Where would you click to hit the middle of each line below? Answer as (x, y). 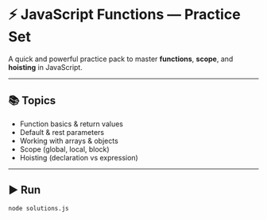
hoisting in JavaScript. (46, 67)
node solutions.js (39, 208)
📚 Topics (32, 100)
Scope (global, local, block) (64, 149)
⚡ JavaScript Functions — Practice (124, 15)
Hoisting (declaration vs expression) (79, 157)
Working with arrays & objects (69, 141)
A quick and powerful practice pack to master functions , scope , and (121, 59)
